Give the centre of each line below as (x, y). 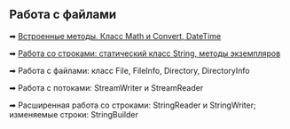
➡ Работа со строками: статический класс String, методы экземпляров (145, 53)
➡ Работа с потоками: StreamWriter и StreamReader (106, 87)
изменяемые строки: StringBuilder (74, 114)
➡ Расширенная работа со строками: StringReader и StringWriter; (133, 105)
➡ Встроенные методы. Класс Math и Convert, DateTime (115, 36)
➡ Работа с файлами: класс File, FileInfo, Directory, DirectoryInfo (129, 70)
